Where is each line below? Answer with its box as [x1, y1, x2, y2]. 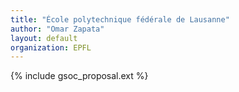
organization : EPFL [10, 42, 92, 53]
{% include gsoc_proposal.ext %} [10, 70, 149, 82]
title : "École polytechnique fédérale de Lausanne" [10, 14, 230, 25]
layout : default [10, 33, 78, 43]
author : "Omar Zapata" [10, 24, 105, 34]
